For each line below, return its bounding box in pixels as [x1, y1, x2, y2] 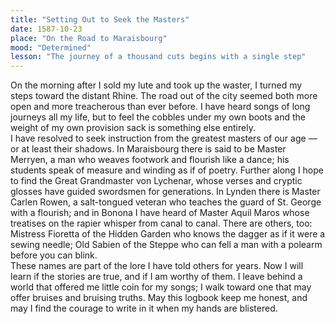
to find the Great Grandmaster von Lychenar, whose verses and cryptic [10, 175, 303, 187]
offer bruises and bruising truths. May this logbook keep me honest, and [10, 292, 308, 304]
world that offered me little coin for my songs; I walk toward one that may [10, 281, 312, 293]
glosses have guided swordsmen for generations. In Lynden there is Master [10, 186, 321, 198]
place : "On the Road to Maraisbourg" [10, 33, 168, 43]
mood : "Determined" [10, 42, 92, 53]
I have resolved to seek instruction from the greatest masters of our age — [10, 132, 318, 145]
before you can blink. [10, 249, 98, 261]
